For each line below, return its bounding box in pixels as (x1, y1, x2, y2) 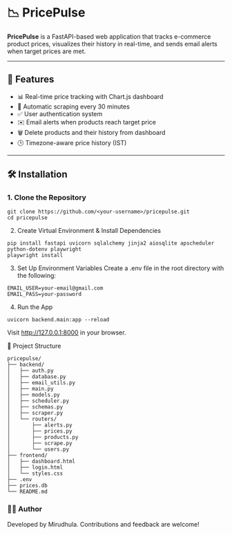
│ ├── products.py (7, 434, 79, 441)
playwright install (7, 252, 64, 259)
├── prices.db (7, 482, 48, 489)
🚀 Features (7, 73, 55, 86)
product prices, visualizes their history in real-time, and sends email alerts (7, 39, 217, 48)
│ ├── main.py (7, 386, 54, 393)
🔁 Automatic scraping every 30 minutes (17, 102, 130, 111)
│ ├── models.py (7, 391, 60, 399)
